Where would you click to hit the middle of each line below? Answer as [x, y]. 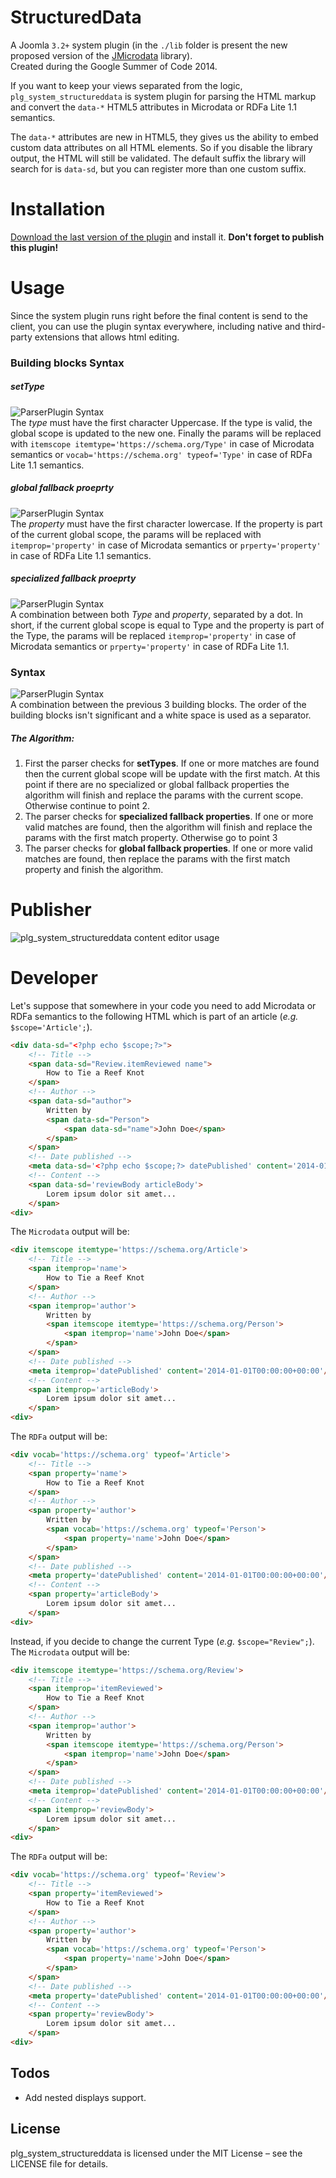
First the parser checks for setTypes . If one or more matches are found [172, 763]
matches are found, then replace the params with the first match [157, 858]
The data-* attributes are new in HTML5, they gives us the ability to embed [164, 137]
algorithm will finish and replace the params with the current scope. [164, 795]
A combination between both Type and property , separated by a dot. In [156, 614]
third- [314, 326]
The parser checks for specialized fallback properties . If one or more [169, 816]
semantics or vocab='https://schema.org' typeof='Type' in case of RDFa [161, 454]
